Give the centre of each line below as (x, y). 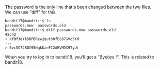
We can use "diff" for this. (31, 12)
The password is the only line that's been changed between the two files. (78, 7)
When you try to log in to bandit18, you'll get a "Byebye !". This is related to (79, 57)
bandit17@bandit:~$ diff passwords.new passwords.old (61, 30)
